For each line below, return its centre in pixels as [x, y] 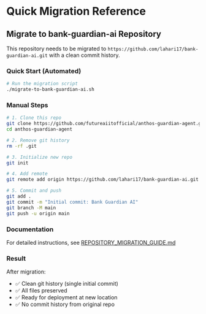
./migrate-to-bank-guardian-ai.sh [51, 90]
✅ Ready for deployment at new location [66, 297]
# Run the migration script [42, 84]
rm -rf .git [21, 146]
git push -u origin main [38, 213]
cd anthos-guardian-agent [39, 129]
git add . [19, 197]
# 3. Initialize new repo [39, 157]
